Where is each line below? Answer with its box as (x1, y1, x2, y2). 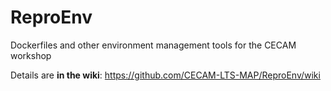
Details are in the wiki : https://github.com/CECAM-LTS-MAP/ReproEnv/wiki (10, 69, 321, 81)
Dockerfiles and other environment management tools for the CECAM (10, 39, 297, 51)
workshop (10, 49, 52, 61)
